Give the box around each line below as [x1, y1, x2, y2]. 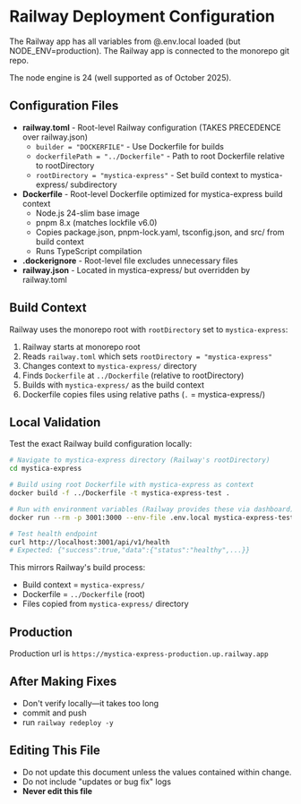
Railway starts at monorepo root [21, 341, 141, 352]
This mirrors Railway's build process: [9, 562, 146, 573]
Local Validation [9, 415, 101, 430]
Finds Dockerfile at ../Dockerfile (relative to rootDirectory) [21, 370, 245, 381]
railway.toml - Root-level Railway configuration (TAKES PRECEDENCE [21, 122, 281, 133]
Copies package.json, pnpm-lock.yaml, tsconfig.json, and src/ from [35, 227, 285, 237]
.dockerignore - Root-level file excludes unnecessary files [21, 255, 239, 266]
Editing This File [9, 743, 101, 758]
